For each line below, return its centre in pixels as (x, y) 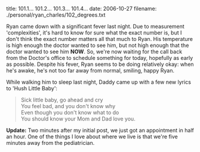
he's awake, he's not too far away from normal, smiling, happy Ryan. (90, 70)
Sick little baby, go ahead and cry (62, 100)
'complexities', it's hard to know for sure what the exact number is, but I (94, 33)
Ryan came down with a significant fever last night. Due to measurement (96, 26)
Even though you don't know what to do (70, 113)
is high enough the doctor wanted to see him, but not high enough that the (98, 45)
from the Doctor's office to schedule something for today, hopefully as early (100, 58)
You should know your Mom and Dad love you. (78, 119)
